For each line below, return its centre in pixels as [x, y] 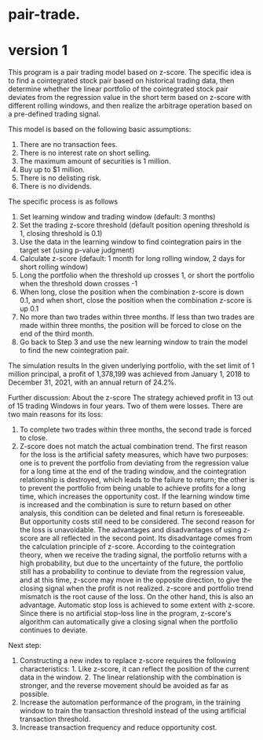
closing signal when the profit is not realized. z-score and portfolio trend [136, 588]
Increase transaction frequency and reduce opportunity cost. [118, 727]
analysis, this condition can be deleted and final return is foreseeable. [132, 514]
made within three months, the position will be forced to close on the [130, 326]
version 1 [38, 51]
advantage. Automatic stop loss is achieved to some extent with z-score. [137, 605]
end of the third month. [57, 334]
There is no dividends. [55, 186]
